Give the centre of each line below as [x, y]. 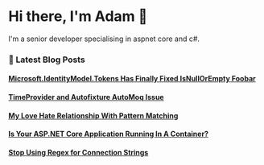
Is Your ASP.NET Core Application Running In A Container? [109, 134]
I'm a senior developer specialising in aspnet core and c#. [104, 39]
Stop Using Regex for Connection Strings [78, 152]
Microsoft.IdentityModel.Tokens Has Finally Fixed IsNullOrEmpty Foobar [132, 79]
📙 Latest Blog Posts [47, 60]
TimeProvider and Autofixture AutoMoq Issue [86, 97]
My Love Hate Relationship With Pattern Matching [93, 115]
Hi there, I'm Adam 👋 [78, 16]
